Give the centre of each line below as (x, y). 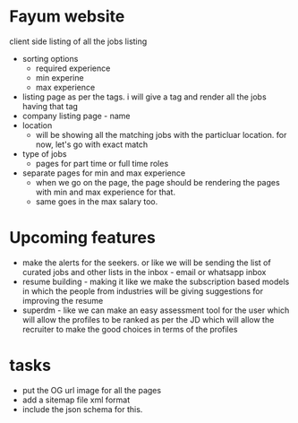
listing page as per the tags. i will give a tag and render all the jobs (144, 97)
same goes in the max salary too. (97, 201)
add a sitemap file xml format (76, 400)
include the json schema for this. (82, 409)
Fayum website (67, 17)
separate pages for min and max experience (104, 173)
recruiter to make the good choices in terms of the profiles (130, 329)
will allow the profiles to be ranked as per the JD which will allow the (148, 319)
